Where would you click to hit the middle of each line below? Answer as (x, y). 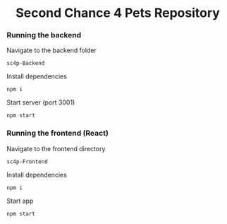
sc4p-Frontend (27, 161)
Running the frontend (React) (57, 134)
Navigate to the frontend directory (56, 148)
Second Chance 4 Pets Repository (118, 13)
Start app (20, 201)
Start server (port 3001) (41, 102)
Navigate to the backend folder (51, 50)
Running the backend (44, 35)
